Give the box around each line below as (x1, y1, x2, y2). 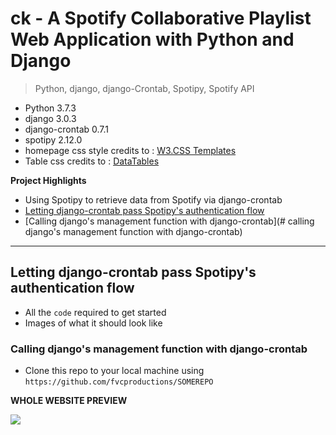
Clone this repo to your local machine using (24, 365, 205, 377)
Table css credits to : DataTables (24, 155, 160, 167)
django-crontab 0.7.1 (24, 123, 110, 135)
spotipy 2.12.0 (24, 133, 83, 146)
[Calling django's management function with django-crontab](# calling (24, 215, 315, 227)
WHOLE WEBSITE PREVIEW (10, 395, 128, 407)
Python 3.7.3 (24, 102, 77, 114)
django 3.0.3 (24, 112, 77, 124)
